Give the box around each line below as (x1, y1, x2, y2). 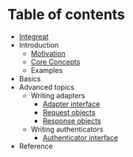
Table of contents (7, 6, 126, 24)
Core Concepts (30, 57, 81, 67)
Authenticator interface (42, 132, 119, 142)
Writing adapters (30, 90, 85, 100)
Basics (18, 74, 41, 83)
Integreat (18, 32, 49, 41)
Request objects (42, 107, 96, 117)
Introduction (18, 40, 59, 49)
